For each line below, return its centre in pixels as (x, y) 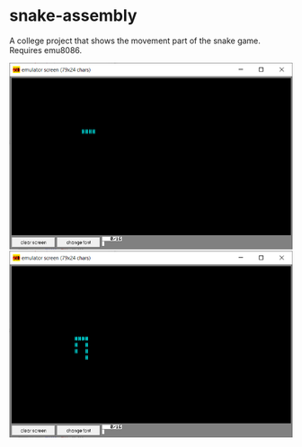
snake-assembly (73, 16)
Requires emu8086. (46, 50)
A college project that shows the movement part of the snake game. (135, 41)
